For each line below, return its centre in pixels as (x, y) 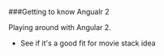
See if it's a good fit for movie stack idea (88, 43)
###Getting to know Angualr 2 (59, 12)
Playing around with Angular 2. (60, 27)
